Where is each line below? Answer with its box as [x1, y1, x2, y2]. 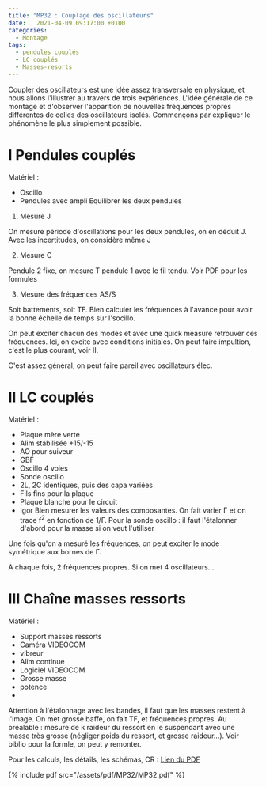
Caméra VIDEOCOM [19, 640, 85, 649]
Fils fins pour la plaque [19, 488, 94, 498]
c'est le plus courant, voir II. [8, 345, 99, 354]
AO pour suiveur [19, 446, 74, 456]
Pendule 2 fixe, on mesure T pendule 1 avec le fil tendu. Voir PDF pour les [8, 266, 248, 275]
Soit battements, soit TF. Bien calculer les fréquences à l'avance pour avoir [8, 305, 253, 314]
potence [19, 682, 47, 692]
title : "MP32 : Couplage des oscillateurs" [8, 11, 154, 20]
